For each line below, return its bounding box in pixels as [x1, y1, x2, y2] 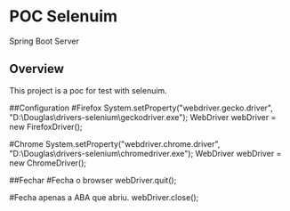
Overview [9, 61, 65, 77]
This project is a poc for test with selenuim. [9, 85, 167, 95]
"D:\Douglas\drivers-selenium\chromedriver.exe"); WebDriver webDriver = [9, 148, 282, 158]
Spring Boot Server [9, 36, 80, 46]
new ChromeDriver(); [9, 158, 87, 168]
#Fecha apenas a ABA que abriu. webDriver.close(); [9, 191, 199, 202]
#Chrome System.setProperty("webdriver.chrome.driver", [9, 138, 221, 149]
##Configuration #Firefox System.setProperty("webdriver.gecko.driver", [9, 102, 273, 113]
